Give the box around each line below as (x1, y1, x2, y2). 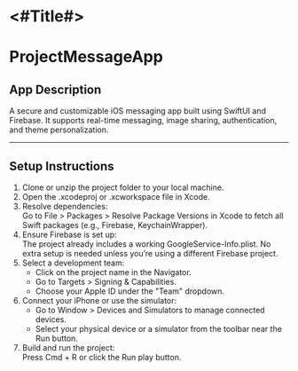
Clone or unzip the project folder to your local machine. (21, 182, 224, 193)
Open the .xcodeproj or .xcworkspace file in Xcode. (21, 192, 210, 201)
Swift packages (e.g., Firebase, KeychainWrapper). (21, 220, 208, 230)
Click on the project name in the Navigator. (35, 267, 192, 277)
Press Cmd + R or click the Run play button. (21, 352, 182, 362)
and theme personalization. (9, 124, 109, 135)
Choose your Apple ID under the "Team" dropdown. (35, 286, 224, 296)
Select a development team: (21, 257, 125, 268)
